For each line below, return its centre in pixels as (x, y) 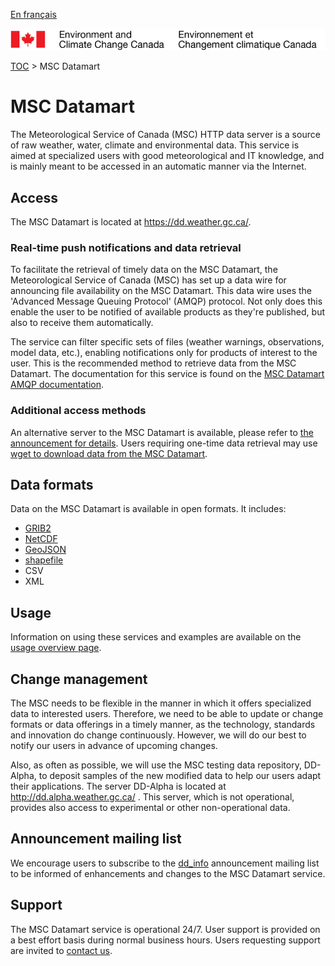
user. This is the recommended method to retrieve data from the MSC (153, 363)
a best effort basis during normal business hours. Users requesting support (165, 940)
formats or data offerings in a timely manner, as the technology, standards (163, 725)
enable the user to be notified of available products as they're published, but (167, 312)
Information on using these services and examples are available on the (156, 637)
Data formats (52, 485)
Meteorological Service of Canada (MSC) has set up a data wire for (148, 280)
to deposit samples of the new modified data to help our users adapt (180, 776)
